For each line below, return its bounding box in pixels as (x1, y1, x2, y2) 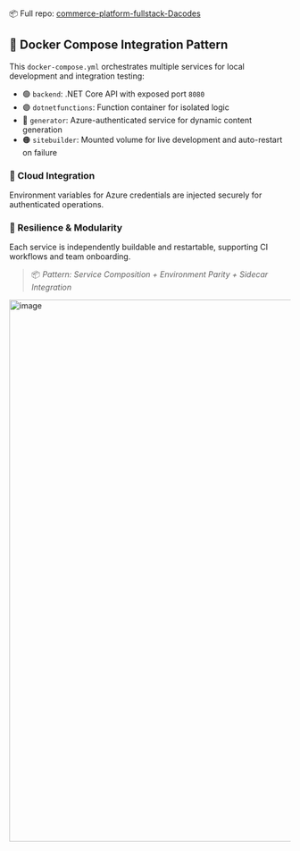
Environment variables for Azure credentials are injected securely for (9, 190, 262, 200)
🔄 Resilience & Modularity (9, 222, 123, 234)
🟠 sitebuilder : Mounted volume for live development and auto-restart (21, 134, 283, 145)
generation (21, 124, 62, 135)
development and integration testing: (9, 71, 145, 81)
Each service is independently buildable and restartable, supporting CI (9, 241, 269, 253)
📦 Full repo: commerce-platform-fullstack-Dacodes (9, 8, 201, 19)
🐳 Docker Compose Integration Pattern (9, 38, 229, 53)
